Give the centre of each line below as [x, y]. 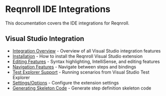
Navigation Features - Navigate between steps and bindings [74, 66]
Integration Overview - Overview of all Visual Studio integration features [86, 50]
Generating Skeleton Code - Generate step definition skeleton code [82, 88]
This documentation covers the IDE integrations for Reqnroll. [67, 23]
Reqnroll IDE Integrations [58, 9]
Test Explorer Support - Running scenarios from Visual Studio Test [81, 72]
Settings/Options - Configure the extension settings [65, 82]
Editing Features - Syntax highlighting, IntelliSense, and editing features [86, 61]
